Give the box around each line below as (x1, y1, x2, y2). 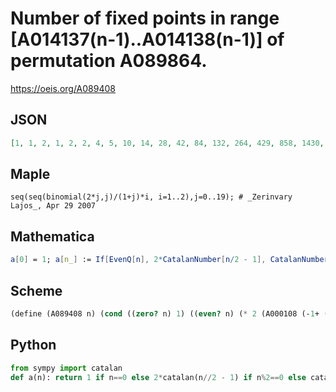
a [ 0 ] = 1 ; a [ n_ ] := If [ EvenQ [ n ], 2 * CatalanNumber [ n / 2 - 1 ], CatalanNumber (10, 255, 329, 265)
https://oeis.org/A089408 (10, 82, 116, 94)
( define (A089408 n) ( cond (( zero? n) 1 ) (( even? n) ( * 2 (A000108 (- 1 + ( (10, 308, 329, 319)
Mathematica (10, 228, 95, 245)
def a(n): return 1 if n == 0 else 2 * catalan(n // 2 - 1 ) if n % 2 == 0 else (10, 372, 307, 382)
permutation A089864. (10, 50, 208, 72)
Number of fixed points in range (10, 7, 280, 30)
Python (10, 337, 57, 354)
